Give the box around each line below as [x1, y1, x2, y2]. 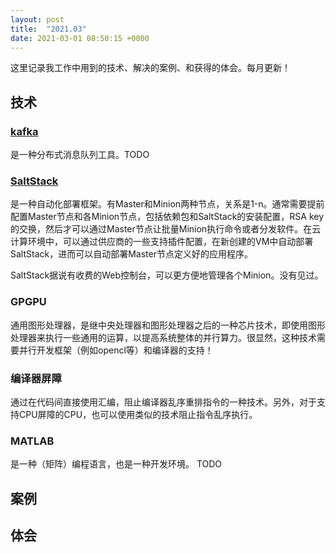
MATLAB [10, 434, 55, 448]
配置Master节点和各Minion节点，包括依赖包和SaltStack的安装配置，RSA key [10, 211, 325, 223]
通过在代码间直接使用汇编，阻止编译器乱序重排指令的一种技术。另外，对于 [10, 396, 317, 408]
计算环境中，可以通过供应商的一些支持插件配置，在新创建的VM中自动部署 [10, 236, 314, 248]
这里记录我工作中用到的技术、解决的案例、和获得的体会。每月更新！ [10, 62, 291, 74]
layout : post [10, 14, 65, 25]
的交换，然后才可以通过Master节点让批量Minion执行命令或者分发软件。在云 [10, 223, 322, 235]
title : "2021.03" [10, 24, 87, 34]
